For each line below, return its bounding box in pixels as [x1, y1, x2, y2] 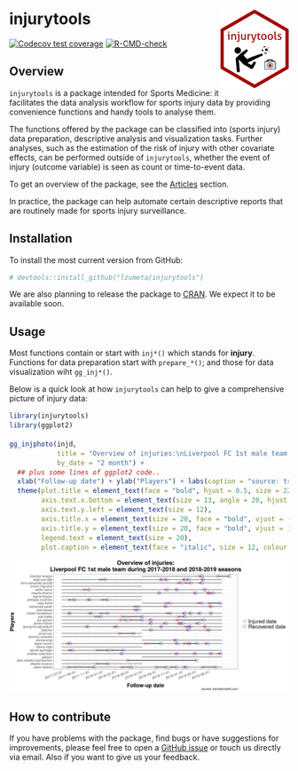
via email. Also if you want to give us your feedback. [9, 751, 200, 763]
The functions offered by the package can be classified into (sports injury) [9, 123, 281, 134]
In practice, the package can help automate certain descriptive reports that [9, 195, 284, 206]
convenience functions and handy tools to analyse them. [9, 107, 216, 117]
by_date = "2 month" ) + [56, 458, 145, 467]
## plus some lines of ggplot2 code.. [17, 467, 161, 477]
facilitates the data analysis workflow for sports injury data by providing [9, 97, 271, 107]
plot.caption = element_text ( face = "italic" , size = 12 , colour [41, 543, 288, 552]
